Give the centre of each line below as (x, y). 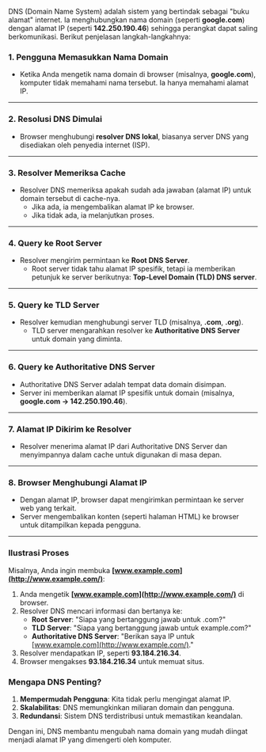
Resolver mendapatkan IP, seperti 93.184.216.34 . (101, 653)
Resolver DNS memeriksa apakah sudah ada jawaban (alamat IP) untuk (135, 190)
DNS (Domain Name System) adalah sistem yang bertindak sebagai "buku (129, 11)
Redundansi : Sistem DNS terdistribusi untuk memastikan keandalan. (131, 716)
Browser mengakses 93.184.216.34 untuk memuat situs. (112, 661)
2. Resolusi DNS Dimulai (55, 120)
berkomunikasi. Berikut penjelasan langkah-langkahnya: (100, 36)
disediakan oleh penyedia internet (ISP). (85, 145)
